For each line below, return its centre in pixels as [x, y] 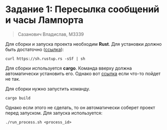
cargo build [18, 98]
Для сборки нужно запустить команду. [48, 89]
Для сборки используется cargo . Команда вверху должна [69, 68]
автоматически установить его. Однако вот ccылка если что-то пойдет [83, 73]
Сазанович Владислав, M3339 [51, 34]
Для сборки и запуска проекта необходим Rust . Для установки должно [83, 44]
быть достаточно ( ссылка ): [35, 49]
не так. [13, 79]
